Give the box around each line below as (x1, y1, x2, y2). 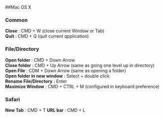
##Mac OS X (5, 4, 31, 10)
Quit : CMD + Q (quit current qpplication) (5, 33, 89, 39)
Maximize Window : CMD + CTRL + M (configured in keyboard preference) (5, 83, 160, 89)
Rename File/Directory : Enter (5, 78, 67, 84)
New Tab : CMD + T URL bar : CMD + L (5, 107, 85, 113)
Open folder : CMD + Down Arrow (5, 57, 76, 63)
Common (5, 16, 28, 23)
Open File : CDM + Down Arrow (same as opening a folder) (5, 67, 126, 74)
